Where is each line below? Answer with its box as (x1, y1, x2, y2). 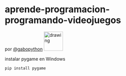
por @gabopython (5, 46, 43, 52)
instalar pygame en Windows (5, 56, 66, 62)
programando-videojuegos (5, 14, 121, 26)
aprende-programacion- (5, 4, 110, 15)
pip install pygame (5, 65, 46, 71)
